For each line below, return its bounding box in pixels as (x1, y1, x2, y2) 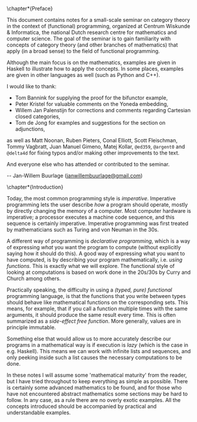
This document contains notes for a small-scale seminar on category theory (6, 16, 190, 23)
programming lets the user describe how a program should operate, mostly (6, 201, 188, 208)
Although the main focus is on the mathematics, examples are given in (6, 59, 176, 66)
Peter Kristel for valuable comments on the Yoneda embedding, (15, 101, 169, 108)
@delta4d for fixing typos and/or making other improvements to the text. (6, 149, 180, 156)
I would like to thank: (6, 83, 57, 90)
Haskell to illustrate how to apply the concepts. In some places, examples (6, 65, 184, 72)
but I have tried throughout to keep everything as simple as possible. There (6, 378, 188, 384)
